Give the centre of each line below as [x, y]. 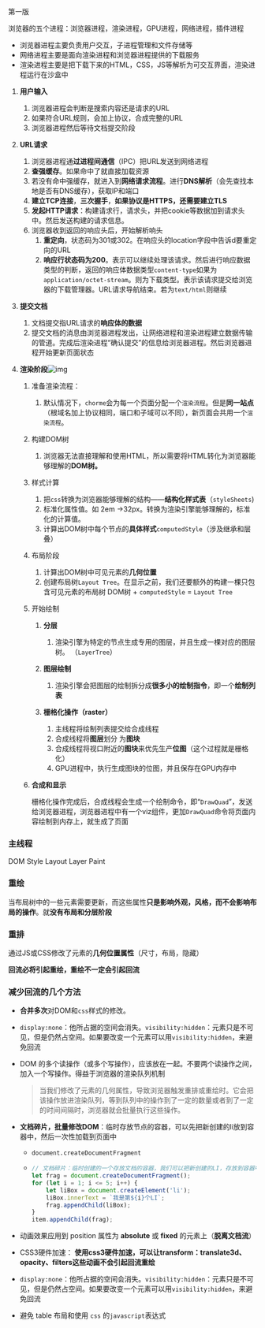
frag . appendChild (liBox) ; [89, 1205]
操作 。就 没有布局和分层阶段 [67, 912]
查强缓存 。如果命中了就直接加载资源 [90, 171]
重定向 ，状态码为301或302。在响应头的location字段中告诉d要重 [146, 240]
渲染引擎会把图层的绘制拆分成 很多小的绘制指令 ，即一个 [145, 685]
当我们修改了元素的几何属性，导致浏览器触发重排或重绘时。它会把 [146, 1091]
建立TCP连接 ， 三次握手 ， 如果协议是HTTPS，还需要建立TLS [129, 201]
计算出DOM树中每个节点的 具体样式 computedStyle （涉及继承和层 [147, 529]
